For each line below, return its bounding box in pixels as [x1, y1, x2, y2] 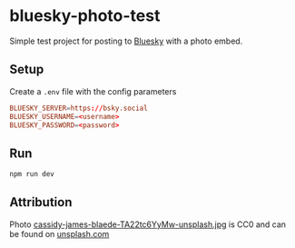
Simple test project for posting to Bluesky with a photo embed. [9, 35, 243, 46]
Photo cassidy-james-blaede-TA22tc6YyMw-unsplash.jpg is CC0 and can [9, 219, 287, 230]
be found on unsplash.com [9, 228, 110, 239]
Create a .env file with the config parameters [9, 85, 177, 96]
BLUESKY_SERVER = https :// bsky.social [9, 104, 148, 113]
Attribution [9, 194, 73, 210]
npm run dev [9, 170, 54, 179]
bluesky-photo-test [9, 5, 161, 26]
